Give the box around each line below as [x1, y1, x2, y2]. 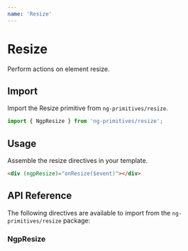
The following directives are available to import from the [7, 208, 171, 217]
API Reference [7, 190, 72, 202]
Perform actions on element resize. [7, 65, 110, 73]
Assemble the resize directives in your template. [7, 156, 148, 165]
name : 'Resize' [7, 10, 52, 18]
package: [62, 216, 91, 225]
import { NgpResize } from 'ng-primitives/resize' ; [7, 118, 163, 125]
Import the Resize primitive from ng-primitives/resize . [7, 104, 169, 112]
